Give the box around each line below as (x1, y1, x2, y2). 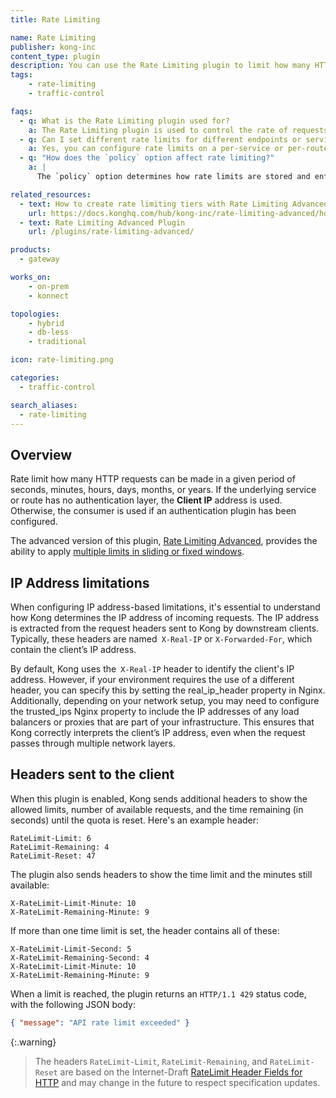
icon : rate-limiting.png (10, 355, 114, 365)
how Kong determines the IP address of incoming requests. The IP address (10, 612, 320, 623)
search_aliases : (10, 400, 78, 410)
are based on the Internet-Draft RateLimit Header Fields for (59, 1066, 303, 1078)
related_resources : (10, 189, 92, 200)
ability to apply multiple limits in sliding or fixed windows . (10, 546, 245, 558)
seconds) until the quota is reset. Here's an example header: (10, 814, 260, 826)
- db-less (28, 327, 70, 338)
